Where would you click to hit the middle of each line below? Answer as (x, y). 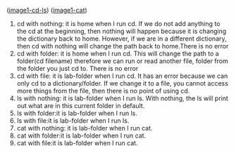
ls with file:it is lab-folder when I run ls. (73, 121)
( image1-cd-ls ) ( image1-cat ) (47, 10)
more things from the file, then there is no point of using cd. (103, 91)
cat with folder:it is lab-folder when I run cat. (81, 135)
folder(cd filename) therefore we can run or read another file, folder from (122, 61)
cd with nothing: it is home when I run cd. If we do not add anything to (118, 24)
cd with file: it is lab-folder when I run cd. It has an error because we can (122, 76)
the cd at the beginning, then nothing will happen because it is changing (122, 31)
